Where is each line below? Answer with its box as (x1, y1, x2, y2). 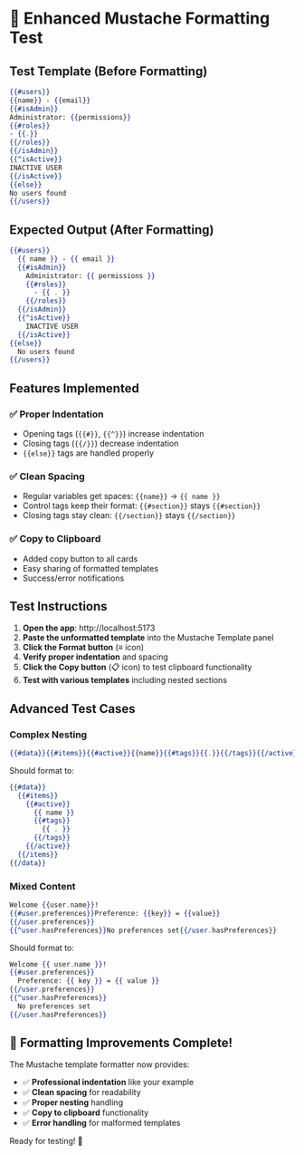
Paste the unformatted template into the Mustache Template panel (22, 632, 274, 643)
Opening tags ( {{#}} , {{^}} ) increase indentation (22, 428, 205, 438)
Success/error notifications (22, 573, 125, 583)
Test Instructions (9, 598, 108, 614)
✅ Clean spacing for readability (22, 1087, 142, 1098)
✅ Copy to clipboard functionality (22, 1107, 149, 1118)
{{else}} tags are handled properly (22, 448, 155, 458)
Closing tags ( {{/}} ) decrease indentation (22, 438, 179, 448)
